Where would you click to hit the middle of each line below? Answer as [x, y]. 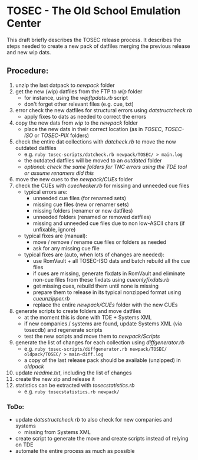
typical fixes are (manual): [56, 236]
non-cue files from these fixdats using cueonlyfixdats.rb [101, 279]
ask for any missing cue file [66, 248]
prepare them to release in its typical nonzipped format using [107, 292]
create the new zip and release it [55, 379]
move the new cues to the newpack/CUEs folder [74, 179]
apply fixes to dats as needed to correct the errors [85, 116]
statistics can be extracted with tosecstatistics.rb [75, 385]
